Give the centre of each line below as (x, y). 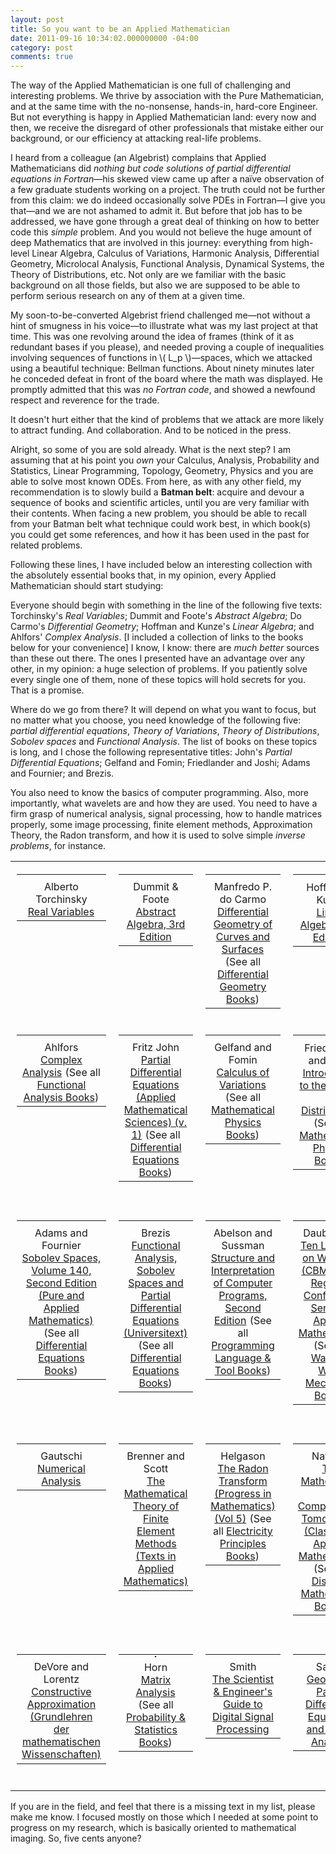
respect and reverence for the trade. (85, 400)
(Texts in (156, 1556)
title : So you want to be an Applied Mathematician (120, 29)
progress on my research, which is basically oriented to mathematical (153, 1828)
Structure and (243, 1258)
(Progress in (243, 1494)
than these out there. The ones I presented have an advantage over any (158, 658)
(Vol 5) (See (243, 1519)
